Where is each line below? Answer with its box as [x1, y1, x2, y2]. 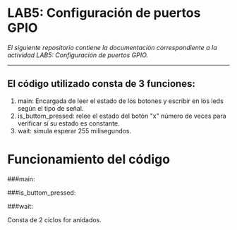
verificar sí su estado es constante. [17, 119, 120, 128]
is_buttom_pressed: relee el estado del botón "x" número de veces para [17, 111, 227, 120]
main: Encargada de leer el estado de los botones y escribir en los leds [17, 97, 224, 105]
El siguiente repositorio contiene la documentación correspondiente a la [7, 43, 217, 52]
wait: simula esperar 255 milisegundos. [17, 126, 132, 135]
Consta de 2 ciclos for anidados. [7, 215, 102, 224]
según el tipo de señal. [17, 104, 84, 112]
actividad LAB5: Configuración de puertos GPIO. [7, 51, 149, 59]
